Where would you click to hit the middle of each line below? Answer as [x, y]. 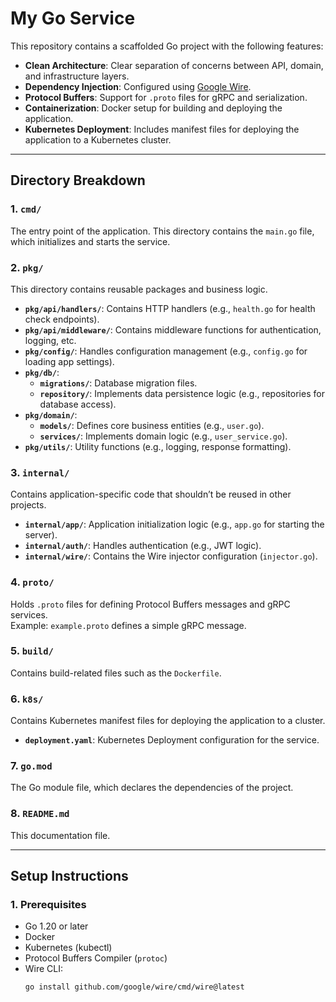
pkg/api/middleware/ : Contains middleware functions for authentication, [173, 329]
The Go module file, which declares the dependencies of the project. [152, 788]
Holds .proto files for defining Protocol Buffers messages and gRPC [150, 604]
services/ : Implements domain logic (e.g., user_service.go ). [163, 436]
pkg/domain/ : [51, 414]
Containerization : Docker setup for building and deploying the [153, 108]
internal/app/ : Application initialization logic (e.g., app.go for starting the [174, 524]
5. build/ [32, 651]
